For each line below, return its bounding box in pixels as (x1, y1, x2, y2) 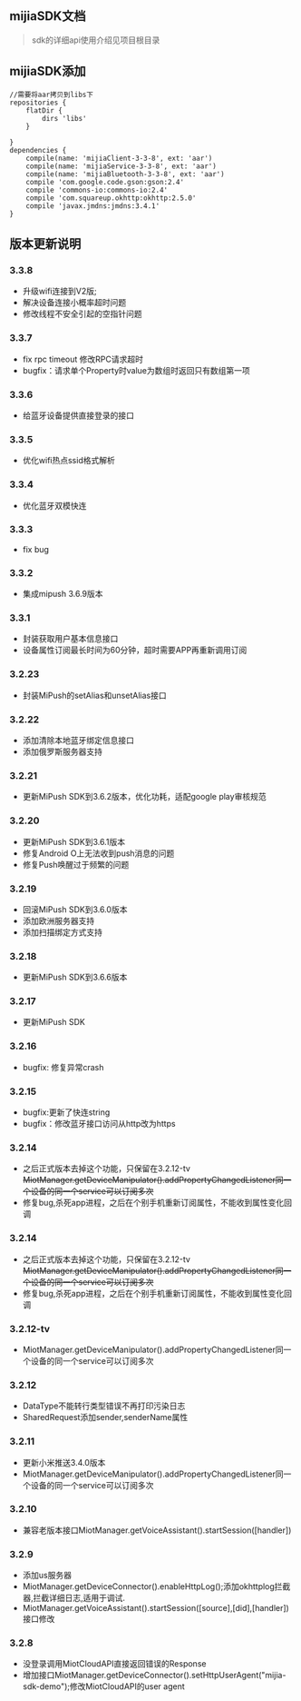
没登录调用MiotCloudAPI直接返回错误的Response (22, 1658, 207, 1669)
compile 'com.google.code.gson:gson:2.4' (25, 177, 184, 186)
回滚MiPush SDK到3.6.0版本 (22, 903, 128, 915)
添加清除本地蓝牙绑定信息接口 (22, 734, 134, 745)
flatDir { (25, 105, 63, 115)
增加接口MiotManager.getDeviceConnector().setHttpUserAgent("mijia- (22, 1670, 286, 1681)
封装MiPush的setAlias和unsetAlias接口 (22, 690, 167, 701)
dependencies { (9, 145, 67, 154)
